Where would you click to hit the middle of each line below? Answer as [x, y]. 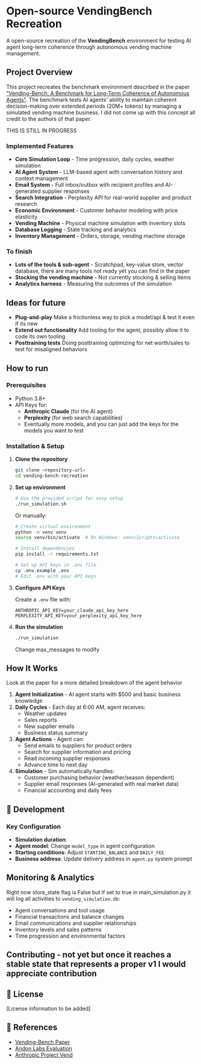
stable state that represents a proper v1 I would [96, 964]
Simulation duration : [41, 840]
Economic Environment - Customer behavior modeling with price [96, 210]
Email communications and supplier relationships [76, 923]
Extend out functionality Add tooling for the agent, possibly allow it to [102, 330]
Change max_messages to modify [57, 649]
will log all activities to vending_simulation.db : [63, 898]
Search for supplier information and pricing [77, 752]
